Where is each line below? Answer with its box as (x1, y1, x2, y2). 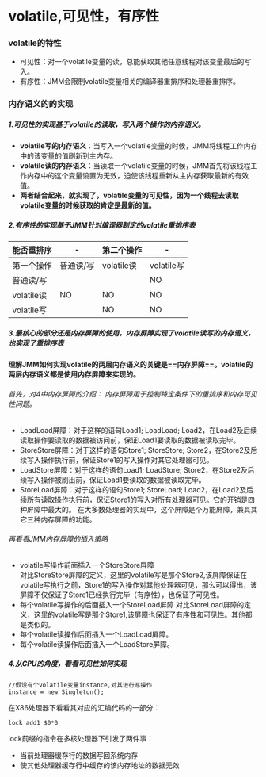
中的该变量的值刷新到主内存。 (19, 151, 117, 161)
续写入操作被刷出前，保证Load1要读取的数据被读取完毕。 (19, 475, 206, 484)
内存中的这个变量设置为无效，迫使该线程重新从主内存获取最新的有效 (26, 171, 249, 181)
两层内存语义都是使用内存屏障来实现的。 (8, 369, 140, 379)
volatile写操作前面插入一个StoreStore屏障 (19, 560, 154, 569)
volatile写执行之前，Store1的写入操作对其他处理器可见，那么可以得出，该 (19, 580, 257, 589)
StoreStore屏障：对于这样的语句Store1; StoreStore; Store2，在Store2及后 (19, 445, 258, 454)
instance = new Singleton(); (8, 687, 104, 696)
